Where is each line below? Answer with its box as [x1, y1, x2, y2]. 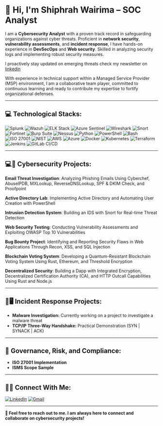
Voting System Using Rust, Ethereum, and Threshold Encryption [5, 258, 132, 264]
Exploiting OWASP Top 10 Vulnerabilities [5, 229, 86, 235]
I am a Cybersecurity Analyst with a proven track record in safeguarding [5, 31, 151, 36]
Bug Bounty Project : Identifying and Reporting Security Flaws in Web [5, 239, 144, 245]
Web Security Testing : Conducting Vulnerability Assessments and [5, 224, 138, 230]
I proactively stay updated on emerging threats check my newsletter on [5, 61, 147, 66]
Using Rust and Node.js [5, 278, 52, 284]
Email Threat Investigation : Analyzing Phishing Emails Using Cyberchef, [5, 175, 150, 181]
